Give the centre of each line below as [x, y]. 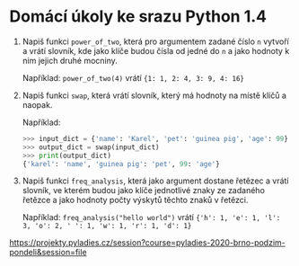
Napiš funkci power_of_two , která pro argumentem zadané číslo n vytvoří [155, 41]
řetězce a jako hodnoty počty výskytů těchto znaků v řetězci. [135, 200]
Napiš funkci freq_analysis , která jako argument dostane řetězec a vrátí [155, 181]
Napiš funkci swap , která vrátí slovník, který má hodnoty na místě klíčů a [154, 95]
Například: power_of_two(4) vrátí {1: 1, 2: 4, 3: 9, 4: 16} [133, 77]
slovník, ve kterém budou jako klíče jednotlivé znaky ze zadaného [143, 191]
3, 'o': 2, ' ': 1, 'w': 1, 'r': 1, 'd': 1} [107, 226]
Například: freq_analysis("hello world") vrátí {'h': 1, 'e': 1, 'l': [151, 217]
